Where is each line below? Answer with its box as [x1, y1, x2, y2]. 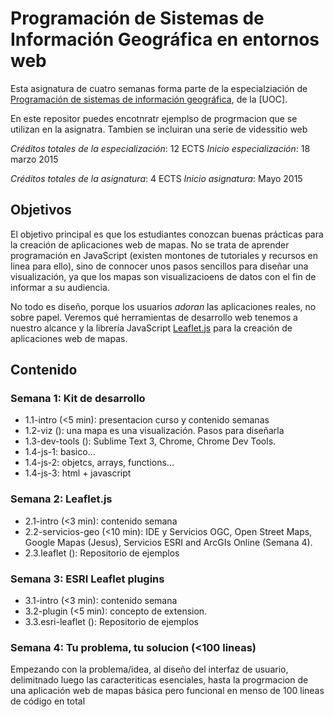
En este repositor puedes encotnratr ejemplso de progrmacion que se [10, 112, 298, 124]
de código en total [10, 695, 86, 707]
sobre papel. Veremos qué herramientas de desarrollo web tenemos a [10, 311, 298, 323]
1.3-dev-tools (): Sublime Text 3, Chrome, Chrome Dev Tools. [24, 435, 277, 447]
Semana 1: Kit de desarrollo [10, 392, 146, 406]
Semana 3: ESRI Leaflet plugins [10, 572, 165, 586]
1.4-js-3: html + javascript [24, 467, 132, 479]
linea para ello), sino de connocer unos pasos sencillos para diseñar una [10, 260, 309, 272]
